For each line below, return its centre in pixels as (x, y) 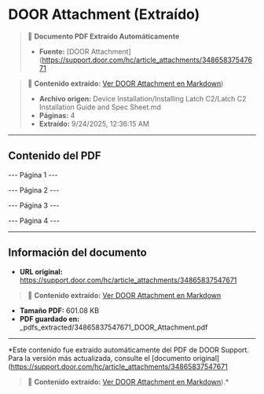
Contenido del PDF (55, 156)
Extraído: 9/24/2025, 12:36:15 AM (94, 123)
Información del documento (77, 253)
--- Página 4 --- (34, 220)
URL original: (41, 271)
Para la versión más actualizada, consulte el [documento (99, 358)
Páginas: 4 (57, 115)
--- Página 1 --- (33, 175)
